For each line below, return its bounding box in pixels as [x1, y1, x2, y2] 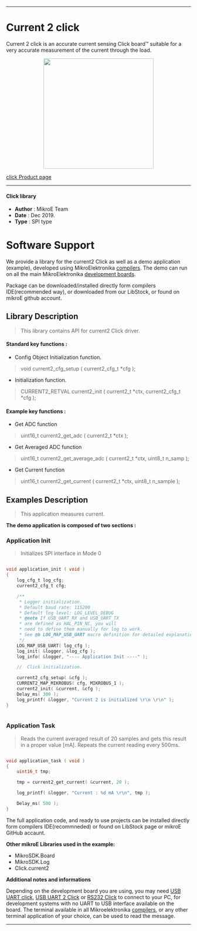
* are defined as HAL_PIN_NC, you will [19, 621, 117, 627]
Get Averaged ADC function [14, 444, 82, 451]
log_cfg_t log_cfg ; [16, 577, 64, 583]
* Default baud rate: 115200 [19, 604, 91, 610]
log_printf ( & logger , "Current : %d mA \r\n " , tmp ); [16, 790, 151, 796]
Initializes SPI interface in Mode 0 [20, 550, 101, 557]
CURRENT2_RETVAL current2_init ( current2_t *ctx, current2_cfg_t [20, 388, 181, 395]
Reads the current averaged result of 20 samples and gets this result [20, 735, 186, 742]
